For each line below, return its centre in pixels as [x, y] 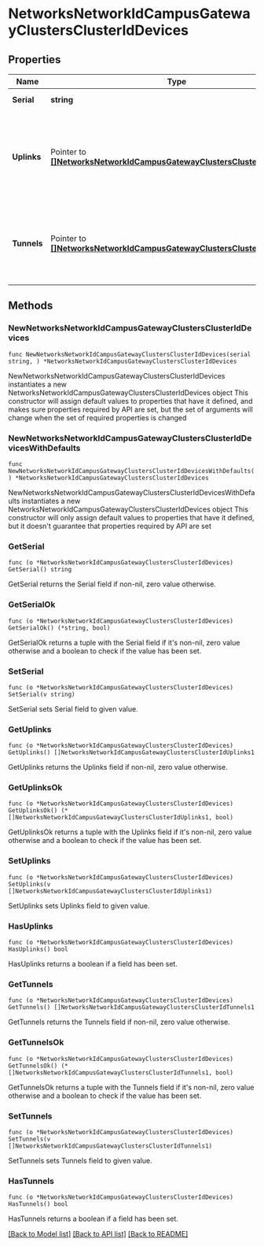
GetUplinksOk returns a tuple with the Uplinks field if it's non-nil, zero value [130, 832]
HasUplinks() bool [38, 949]
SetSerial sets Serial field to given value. [73, 708]
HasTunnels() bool [38, 1204]
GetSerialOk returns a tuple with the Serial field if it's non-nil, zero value [124, 642]
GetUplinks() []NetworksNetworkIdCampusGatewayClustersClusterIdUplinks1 [132, 752]
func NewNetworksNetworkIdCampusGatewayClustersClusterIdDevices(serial [130, 354]
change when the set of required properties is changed [97, 417]
